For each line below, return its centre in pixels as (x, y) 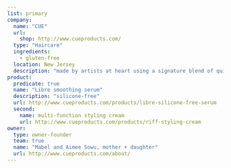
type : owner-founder (43, 134)
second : (24, 109)
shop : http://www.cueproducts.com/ (70, 39)
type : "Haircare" (38, 45)
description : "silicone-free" (56, 97)
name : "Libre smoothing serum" (58, 90)
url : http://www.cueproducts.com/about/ (72, 154)
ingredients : (32, 52)
